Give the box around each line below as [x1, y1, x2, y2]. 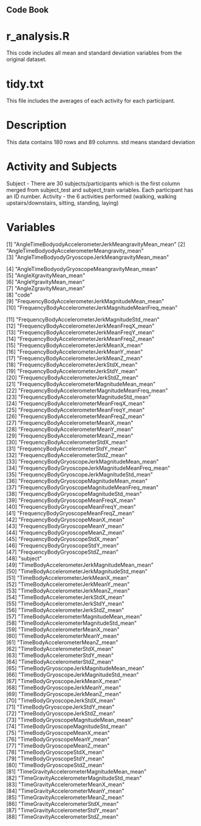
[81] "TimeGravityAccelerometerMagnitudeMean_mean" [6, 768, 147, 776]
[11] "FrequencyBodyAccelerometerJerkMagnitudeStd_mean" [6, 316, 160, 323]
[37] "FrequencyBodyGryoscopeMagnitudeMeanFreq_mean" [6, 484, 159, 491]
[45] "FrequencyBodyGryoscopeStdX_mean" [6, 535, 120, 543]
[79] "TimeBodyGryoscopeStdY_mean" [6, 755, 105, 762]
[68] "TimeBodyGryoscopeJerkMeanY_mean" [6, 684, 121, 692]
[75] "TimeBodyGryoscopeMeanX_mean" [6, 729, 111, 737]
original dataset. [6, 56, 47, 63]
